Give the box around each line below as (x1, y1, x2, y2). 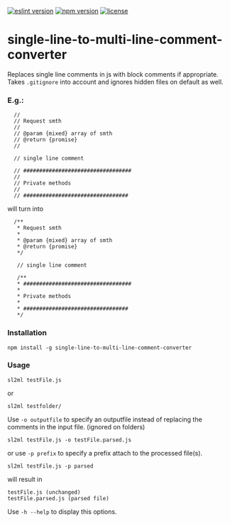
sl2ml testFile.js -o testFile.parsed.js (7, 436, 132, 444)
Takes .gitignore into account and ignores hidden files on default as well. (7, 77, 224, 86)
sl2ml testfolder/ (7, 402, 62, 409)
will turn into (7, 204, 44, 213)
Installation (7, 328, 48, 338)
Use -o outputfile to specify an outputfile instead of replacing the (7, 415, 202, 424)
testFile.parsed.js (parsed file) (7, 495, 110, 502)
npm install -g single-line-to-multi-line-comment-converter (7, 344, 192, 351)
